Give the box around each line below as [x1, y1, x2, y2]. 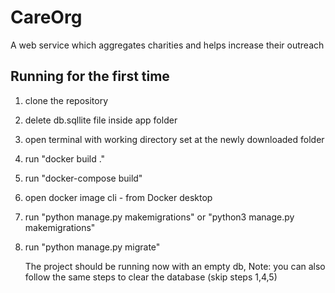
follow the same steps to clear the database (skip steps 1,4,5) [24, 271, 278, 283]
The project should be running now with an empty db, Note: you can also [24, 260, 326, 272]
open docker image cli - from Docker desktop [24, 191, 213, 203]
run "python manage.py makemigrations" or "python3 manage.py [24, 211, 295, 223]
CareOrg [10, 6, 83, 29]
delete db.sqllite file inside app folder [24, 114, 178, 126]
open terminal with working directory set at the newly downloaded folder [24, 133, 325, 145]
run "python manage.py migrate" [24, 241, 161, 253]
